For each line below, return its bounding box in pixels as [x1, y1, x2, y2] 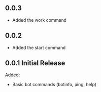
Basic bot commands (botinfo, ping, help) [12, 82, 97, 88]
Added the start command [12, 45, 66, 50]
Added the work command [12, 17, 67, 23]
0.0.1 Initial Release [5, 59, 66, 67]
